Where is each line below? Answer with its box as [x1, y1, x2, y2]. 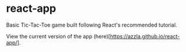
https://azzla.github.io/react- [110, 32, 180, 40]
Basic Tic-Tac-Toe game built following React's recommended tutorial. [6, 21, 177, 28]
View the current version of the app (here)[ [6, 32, 110, 40]
